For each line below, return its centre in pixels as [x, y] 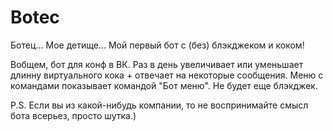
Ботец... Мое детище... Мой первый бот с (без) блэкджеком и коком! [157, 45]
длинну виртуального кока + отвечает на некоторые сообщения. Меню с [167, 75]
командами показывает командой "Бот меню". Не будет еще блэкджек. [164, 85]
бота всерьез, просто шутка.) [73, 115]
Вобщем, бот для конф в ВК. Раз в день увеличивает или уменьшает [157, 64]
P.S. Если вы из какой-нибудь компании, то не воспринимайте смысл [159, 105]
